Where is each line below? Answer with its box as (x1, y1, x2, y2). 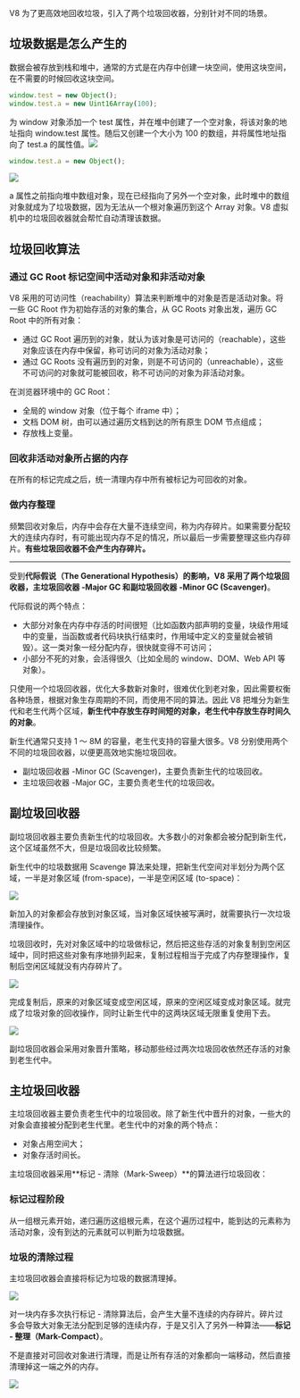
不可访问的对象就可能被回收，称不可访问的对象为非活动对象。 (21, 367, 250, 378)
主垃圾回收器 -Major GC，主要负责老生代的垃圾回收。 (21, 776, 221, 788)
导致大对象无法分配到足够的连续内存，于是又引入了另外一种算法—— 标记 (24, 1319, 291, 1330)
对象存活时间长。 (21, 1150, 86, 1160)
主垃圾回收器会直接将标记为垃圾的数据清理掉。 (9, 1272, 181, 1284)
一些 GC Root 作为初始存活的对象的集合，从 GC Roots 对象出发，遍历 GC (9, 304, 278, 314)
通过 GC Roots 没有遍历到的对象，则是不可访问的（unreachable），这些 (21, 356, 284, 367)
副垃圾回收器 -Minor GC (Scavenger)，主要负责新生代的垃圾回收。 (21, 766, 268, 776)
